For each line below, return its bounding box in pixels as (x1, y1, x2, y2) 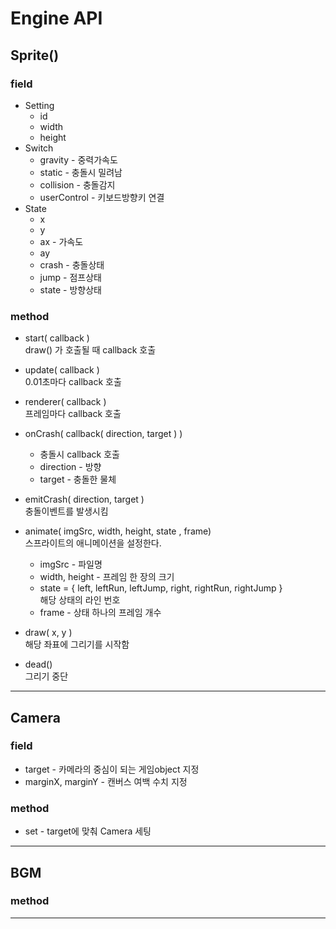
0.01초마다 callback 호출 (24, 376, 122, 388)
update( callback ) (24, 364, 100, 376)
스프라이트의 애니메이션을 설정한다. (24, 537, 162, 549)
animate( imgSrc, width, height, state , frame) (24, 525, 212, 537)
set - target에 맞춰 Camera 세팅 (24, 825, 152, 837)
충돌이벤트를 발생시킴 (24, 505, 109, 517)
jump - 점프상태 (39, 271, 102, 283)
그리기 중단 (24, 670, 69, 682)
